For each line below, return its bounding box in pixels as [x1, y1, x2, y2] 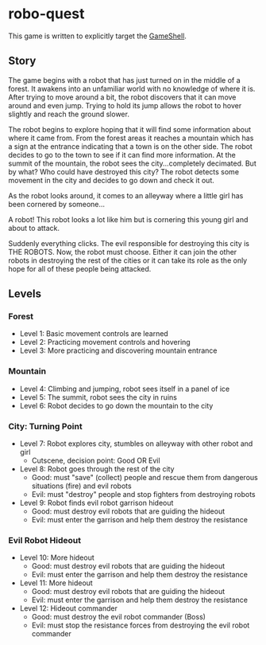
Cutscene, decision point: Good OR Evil [31, 455, 160, 466]
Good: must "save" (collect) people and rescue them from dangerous [31, 473, 258, 483]
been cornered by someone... [8, 199, 106, 209]
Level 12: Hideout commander [19, 604, 118, 613]
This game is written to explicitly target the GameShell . [8, 31, 187, 41]
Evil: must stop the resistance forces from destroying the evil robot [31, 620, 250, 630]
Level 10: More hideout [19, 553, 95, 562]
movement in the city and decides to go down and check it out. [8, 175, 214, 185]
